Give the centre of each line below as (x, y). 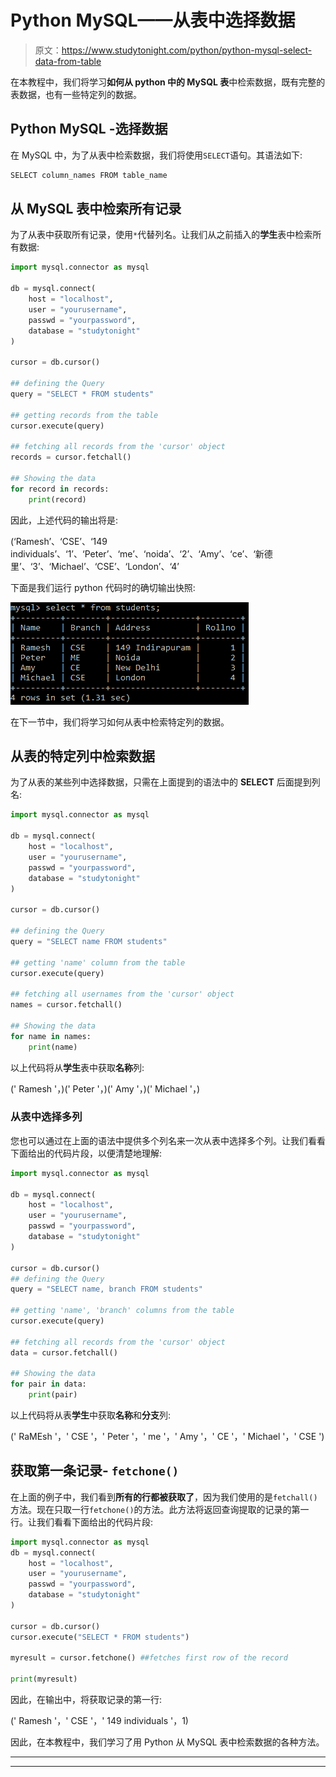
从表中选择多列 (46, 1117)
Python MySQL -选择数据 (89, 129)
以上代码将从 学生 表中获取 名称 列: (77, 1067)
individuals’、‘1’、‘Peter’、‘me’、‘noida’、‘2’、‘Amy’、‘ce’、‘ (133, 553)
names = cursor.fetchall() (66, 1005)
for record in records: (60, 489)
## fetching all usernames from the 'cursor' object (122, 994)
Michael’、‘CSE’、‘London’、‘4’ (115, 566)
